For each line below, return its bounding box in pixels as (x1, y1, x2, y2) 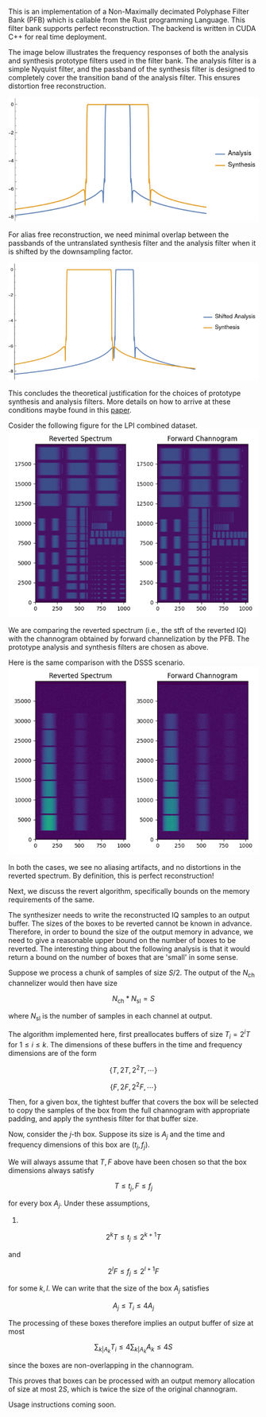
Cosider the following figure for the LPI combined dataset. (8, 421, 199, 430)
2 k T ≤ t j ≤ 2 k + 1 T (106, 1231, 161, 1244)
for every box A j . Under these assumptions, (8, 1198, 150, 1209)
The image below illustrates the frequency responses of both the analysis (8, 48, 249, 56)
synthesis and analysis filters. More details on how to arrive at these (8, 397, 231, 406)
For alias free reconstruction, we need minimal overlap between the (8, 230, 229, 239)
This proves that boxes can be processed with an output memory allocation (8, 1376, 256, 1385)
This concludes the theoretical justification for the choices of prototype (8, 389, 241, 398)
